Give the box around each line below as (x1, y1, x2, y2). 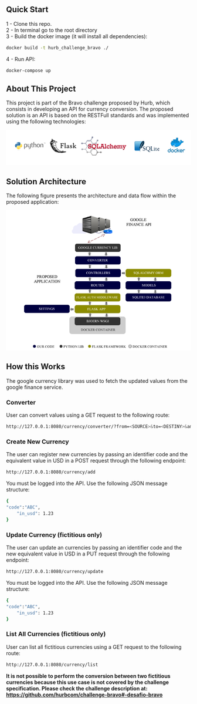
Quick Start (6, 5, 49, 15)
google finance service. (6, 383, 63, 390)
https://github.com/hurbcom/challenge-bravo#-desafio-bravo (6, 691, 163, 698)
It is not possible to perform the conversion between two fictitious (6, 672, 171, 679)
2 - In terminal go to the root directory (6, 26, 98, 33)
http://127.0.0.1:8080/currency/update (6, 569, 104, 575)
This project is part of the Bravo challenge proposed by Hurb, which (6, 99, 171, 106)
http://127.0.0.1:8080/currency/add (6, 469, 96, 475)
